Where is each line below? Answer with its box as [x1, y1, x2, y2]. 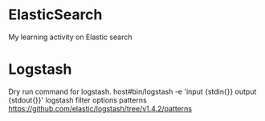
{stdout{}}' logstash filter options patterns [8, 95, 147, 105]
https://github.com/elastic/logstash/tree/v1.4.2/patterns [8, 103, 193, 113]
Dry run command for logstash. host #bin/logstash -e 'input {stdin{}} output [8, 87, 257, 96]
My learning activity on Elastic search [8, 32, 132, 42]
